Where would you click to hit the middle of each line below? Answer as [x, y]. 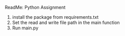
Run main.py [25, 28]
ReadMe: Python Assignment [35, 7]
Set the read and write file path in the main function [66, 23]
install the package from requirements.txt [55, 17]
